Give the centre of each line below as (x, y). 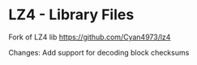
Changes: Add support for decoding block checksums (99, 52)
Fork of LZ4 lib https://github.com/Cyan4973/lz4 (90, 37)
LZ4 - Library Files (71, 15)
